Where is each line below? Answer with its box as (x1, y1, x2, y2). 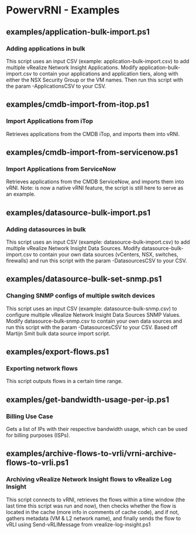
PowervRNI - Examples (6, 4, 120, 17)
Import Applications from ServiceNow (6, 165, 116, 173)
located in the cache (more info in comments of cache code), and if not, (6, 508, 180, 515)
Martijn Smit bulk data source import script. (6, 330, 111, 337)
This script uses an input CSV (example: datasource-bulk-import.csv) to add (6, 238, 190, 245)
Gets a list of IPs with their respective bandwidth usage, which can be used (6, 426, 188, 432)
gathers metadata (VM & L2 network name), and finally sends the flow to (6, 515, 181, 522)
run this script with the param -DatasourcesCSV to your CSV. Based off (6, 323, 178, 331)
